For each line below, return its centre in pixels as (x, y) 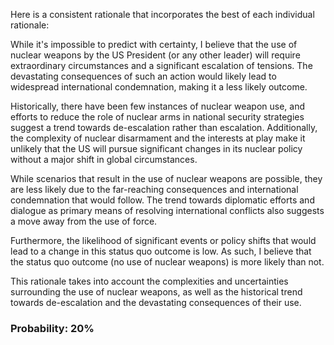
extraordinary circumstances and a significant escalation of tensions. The (161, 65)
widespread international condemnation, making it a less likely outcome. (159, 87)
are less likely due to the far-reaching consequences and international (154, 189)
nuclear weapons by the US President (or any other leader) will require (155, 55)
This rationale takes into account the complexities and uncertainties (149, 281)
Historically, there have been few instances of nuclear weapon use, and (158, 106)
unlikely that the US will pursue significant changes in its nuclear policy (156, 148)
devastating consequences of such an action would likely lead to (143, 76)
